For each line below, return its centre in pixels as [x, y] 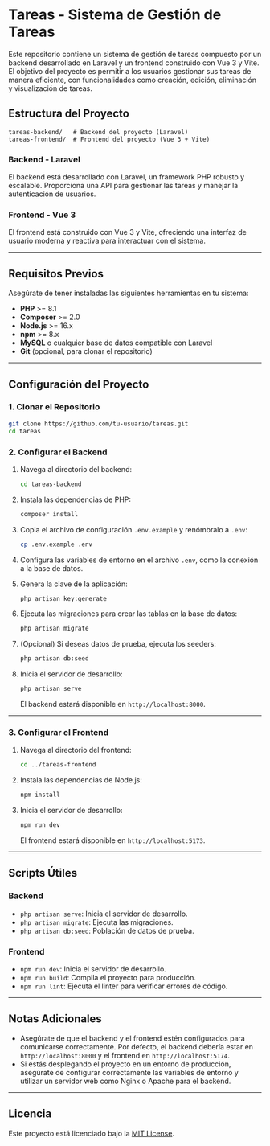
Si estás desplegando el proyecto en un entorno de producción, [125, 1064]
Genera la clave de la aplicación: [74, 584]
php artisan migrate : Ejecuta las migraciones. [97, 922]
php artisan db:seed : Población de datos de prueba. [107, 930]
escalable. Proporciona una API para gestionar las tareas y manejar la [123, 186]
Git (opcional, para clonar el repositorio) [86, 351]
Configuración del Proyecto [79, 384]
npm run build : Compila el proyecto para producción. [108, 977]
